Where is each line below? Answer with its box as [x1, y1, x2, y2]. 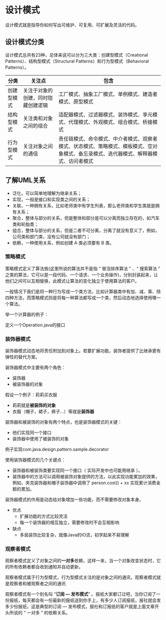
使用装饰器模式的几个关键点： [5, 457, 66, 463]
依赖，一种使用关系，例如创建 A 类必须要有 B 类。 [12, 240, 115, 246]
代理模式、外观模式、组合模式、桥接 [68, 119, 153, 125]
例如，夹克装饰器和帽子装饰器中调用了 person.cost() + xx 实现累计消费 [12, 480, 157, 486]
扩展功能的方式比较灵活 [19, 513, 68, 519]
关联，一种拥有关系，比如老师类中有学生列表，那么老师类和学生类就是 [12, 202, 156, 208]
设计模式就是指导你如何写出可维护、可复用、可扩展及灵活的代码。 [5, 22, 139, 28]
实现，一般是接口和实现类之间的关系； [12, 196, 90, 202]
